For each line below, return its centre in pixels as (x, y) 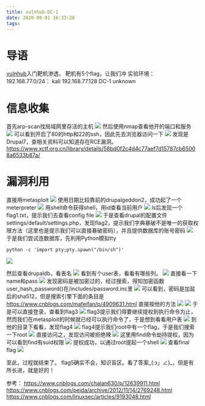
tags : (13, 23)
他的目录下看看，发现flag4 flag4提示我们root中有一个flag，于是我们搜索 (101, 327)
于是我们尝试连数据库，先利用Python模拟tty (61, 238)
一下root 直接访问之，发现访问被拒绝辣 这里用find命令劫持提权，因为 (100, 335)
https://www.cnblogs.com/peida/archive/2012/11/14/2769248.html (89, 390)
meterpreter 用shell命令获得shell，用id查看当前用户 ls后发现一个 (95, 208)
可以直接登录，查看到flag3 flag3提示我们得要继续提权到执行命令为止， (104, 312)
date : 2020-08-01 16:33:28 (41, 18)
